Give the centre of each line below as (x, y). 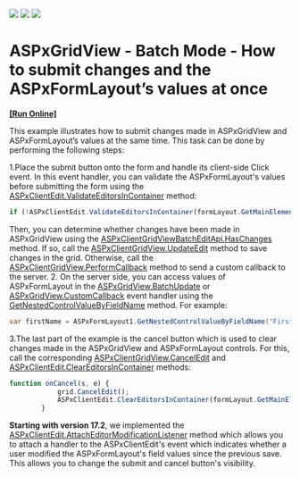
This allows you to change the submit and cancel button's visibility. (133, 464)
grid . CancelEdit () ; (93, 392)
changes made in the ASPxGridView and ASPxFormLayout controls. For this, (150, 347)
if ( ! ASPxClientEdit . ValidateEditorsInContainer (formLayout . (125, 212)
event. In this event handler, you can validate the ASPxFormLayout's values (147, 176)
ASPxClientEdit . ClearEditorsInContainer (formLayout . (157, 400)
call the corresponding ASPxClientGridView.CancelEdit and (117, 357)
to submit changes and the (110, 70)
